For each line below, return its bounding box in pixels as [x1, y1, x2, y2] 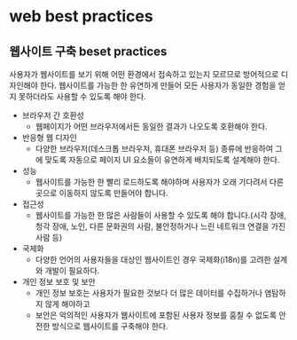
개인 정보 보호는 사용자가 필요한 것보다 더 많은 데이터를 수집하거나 [35, 288, 263, 298]
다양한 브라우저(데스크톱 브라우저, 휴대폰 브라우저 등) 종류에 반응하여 [35, 144, 273, 154]
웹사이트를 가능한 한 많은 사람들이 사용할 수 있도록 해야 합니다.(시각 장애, [35, 210, 286, 220]
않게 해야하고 [44, 299, 90, 309]
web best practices [9, 6, 153, 27]
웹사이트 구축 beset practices [9, 43, 168, 59]
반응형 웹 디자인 [21, 132, 77, 143]
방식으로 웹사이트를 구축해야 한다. [51, 321, 168, 331]
